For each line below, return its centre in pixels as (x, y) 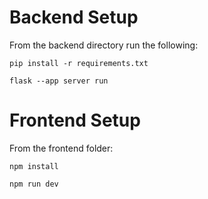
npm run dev (34, 184)
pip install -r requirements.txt (79, 63)
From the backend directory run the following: (104, 45)
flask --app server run (59, 81)
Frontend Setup (75, 120)
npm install (34, 166)
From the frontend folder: (61, 148)
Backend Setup (74, 17)
